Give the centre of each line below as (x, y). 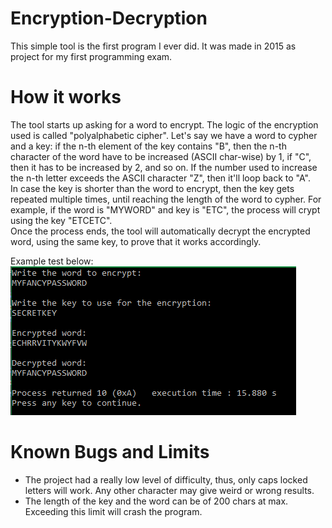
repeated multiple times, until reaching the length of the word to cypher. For (166, 199)
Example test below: (52, 261)
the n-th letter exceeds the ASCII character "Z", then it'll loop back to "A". (160, 178)
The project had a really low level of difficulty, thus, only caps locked (166, 479)
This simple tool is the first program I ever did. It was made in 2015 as (153, 46)
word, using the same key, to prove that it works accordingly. (136, 241)
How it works (66, 97)
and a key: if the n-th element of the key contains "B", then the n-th (148, 146)
